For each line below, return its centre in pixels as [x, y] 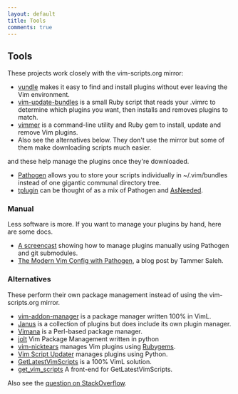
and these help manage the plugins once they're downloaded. [98, 162]
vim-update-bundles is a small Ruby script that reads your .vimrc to [117, 102]
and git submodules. [48, 253]
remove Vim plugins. [48, 133]
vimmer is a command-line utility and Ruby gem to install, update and [119, 125]
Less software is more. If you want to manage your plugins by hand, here [114, 224]
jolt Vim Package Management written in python [88, 338]
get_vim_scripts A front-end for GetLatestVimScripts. [95, 369]
